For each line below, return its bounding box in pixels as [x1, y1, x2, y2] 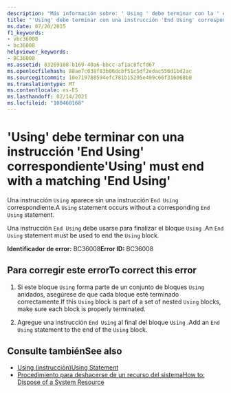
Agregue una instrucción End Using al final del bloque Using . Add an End [16, 318, 220, 326]
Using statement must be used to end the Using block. [7, 231, 159, 240]
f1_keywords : [7, 29, 45, 36]
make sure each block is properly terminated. [16, 304, 146, 313]
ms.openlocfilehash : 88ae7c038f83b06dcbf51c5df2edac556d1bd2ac [7, 67, 192, 74]
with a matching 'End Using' [7, 173, 171, 189]
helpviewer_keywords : [7, 49, 69, 56]
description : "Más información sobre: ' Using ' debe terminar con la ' [7, 10, 220, 17]
